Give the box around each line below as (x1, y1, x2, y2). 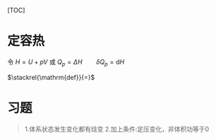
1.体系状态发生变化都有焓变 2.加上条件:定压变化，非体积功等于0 (24, 124, 210, 133)
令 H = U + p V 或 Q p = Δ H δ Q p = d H (7, 57, 125, 68)
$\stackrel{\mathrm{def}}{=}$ (7, 73, 95, 81)
